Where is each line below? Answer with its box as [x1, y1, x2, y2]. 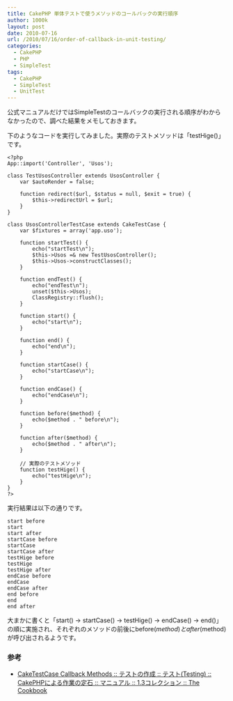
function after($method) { [19, 435, 98, 442]
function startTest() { [19, 240, 89, 247]
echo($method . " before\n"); [32, 416, 120, 424]
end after [7, 603, 36, 610]
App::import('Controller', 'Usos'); [7, 160, 113, 167]
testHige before [7, 555, 54, 562]
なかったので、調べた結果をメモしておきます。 [7, 116, 140, 125]
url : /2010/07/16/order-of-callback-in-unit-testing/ [7, 36, 167, 43]
